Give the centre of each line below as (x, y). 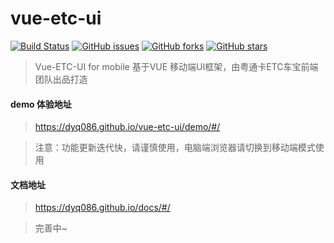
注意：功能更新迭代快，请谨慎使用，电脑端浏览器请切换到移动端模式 (175, 148)
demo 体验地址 (41, 104)
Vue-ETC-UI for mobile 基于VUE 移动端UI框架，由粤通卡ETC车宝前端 (176, 66)
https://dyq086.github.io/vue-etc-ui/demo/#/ (127, 127)
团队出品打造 (61, 79)
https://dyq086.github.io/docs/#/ (102, 208)
